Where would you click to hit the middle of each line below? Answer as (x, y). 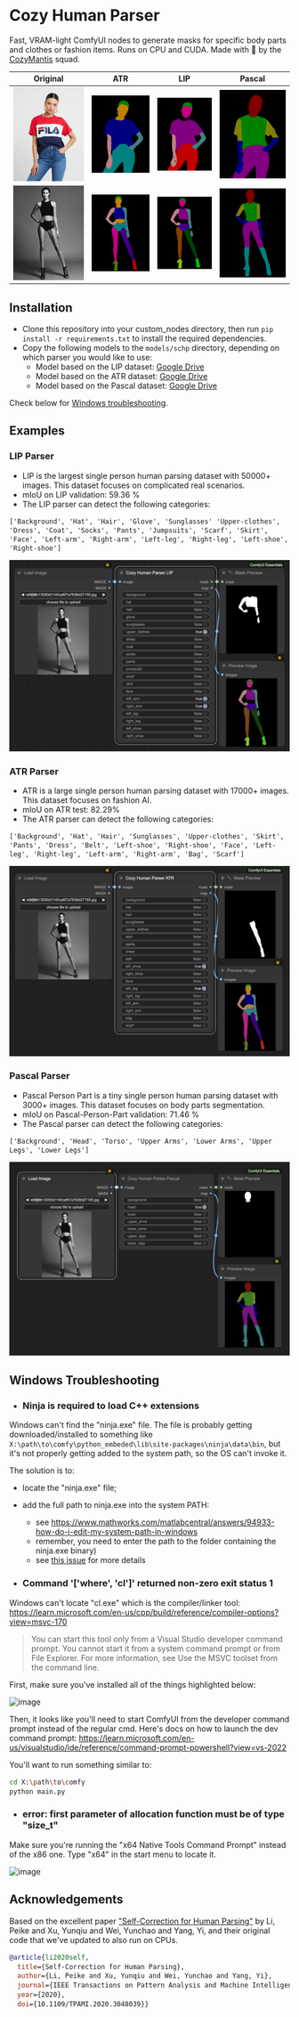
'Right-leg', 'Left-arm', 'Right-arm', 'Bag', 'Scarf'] (138, 855)
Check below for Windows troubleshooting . (89, 402)
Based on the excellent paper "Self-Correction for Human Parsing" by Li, (142, 1921)
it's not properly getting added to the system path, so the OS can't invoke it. (148, 1454)
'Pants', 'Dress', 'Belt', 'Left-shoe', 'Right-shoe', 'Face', (129, 846)
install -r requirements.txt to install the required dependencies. (144, 338)
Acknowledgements (66, 1900)
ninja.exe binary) (66, 1551)
